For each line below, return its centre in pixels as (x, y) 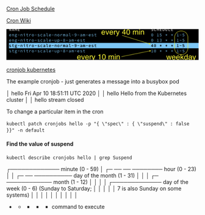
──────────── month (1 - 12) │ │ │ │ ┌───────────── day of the (98, 182)
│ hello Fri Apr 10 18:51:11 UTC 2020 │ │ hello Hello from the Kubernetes (97, 93)
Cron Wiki (19, 20)
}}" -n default (26, 130)
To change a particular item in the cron (55, 111)
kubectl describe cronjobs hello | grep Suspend (69, 158)
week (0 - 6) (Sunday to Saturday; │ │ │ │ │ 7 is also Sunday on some (94, 189)
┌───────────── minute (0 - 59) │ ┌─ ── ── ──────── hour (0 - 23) (101, 169)
